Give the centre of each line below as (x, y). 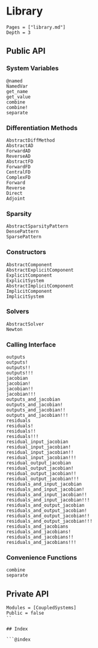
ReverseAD (19, 156)
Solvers (18, 312)
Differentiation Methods (42, 128)
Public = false (25, 613)
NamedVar (17, 86)
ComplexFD (19, 177)
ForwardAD (19, 151)
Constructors (26, 252)
